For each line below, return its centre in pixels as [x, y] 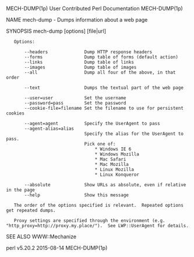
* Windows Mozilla [117, 154]
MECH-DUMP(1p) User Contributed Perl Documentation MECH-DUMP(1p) [95, 8]
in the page [20, 190]
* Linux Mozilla [114, 169]
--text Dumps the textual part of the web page [104, 88]
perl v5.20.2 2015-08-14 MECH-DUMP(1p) [57, 248]
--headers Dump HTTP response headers [88, 52]
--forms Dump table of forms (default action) [101, 57]
